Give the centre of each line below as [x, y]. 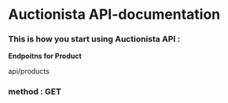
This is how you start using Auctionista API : [94, 39]
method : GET [35, 92]
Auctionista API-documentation [114, 15]
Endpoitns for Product [45, 56]
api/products [29, 72]
